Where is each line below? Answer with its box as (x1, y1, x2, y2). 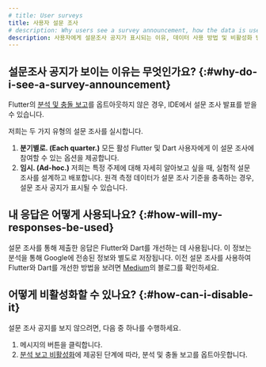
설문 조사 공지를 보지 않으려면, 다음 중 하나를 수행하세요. (8, 323, 181, 332)
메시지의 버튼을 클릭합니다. (19, 339, 103, 349)
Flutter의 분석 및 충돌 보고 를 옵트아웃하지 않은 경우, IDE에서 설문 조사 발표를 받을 (8, 100, 257, 109)
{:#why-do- (198, 65, 258, 78)
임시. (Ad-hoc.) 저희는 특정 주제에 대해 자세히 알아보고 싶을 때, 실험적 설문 (19, 163, 251, 172)
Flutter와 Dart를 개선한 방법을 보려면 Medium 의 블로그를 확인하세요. (8, 263, 219, 272)
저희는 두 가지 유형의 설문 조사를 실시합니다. (8, 127, 144, 136)
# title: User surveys (8, 11, 83, 20)
